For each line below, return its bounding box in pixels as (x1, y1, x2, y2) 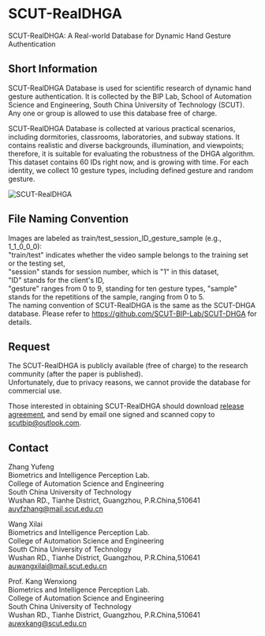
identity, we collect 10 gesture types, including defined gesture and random (8, 165, 254, 175)
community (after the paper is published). (8, 369, 144, 379)
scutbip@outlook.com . (8, 418, 82, 427)
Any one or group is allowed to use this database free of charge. (8, 108, 218, 118)
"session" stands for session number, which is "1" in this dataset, (8, 266, 219, 277)
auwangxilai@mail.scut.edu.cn (8, 562, 108, 571)
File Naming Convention (8, 213, 129, 226)
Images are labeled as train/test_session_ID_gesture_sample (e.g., (8, 233, 222, 243)
